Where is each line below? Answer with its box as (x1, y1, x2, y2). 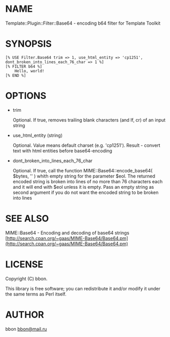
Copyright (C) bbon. (5, 275, 48, 282)
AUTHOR (5, 309, 45, 321)
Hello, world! (14, 68, 45, 73)
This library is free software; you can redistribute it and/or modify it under (5, 285, 161, 291)
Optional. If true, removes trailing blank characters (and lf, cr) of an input (12, 116, 166, 123)
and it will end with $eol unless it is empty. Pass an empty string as (12, 184, 154, 190)
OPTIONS (5, 90, 47, 102)
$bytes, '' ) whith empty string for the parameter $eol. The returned (12, 173, 155, 179)
